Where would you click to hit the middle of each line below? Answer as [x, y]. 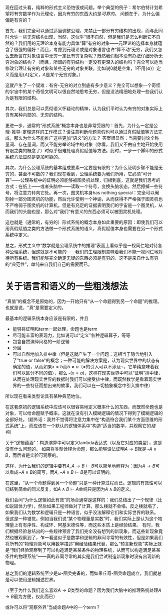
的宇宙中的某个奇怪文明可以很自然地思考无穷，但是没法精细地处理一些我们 [82, 91]
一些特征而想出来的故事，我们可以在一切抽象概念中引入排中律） [87, 385]
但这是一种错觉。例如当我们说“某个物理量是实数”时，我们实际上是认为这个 [82, 519]
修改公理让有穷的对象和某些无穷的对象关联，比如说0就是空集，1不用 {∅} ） [81, 68]
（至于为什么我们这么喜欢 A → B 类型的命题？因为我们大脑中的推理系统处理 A [83, 590]
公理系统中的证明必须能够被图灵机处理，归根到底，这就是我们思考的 [90, 180]
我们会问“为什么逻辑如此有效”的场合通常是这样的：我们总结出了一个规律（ [82, 499]
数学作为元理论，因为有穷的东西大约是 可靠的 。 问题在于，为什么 [89, 14]
